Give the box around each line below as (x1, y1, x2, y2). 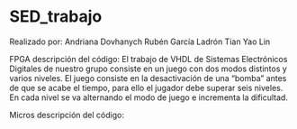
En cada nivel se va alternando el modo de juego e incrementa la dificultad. (9, 92, 288, 103)
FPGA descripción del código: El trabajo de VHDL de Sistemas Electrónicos (9, 53, 288, 64)
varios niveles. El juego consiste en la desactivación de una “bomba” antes (9, 72, 287, 83)
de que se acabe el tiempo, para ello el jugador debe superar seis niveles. (9, 82, 283, 93)
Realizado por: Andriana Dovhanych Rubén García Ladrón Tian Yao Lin (9, 36, 271, 47)
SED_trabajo (9, 6, 103, 27)
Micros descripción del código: (9, 109, 124, 120)
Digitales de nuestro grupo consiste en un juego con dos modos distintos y (9, 63, 288, 74)
